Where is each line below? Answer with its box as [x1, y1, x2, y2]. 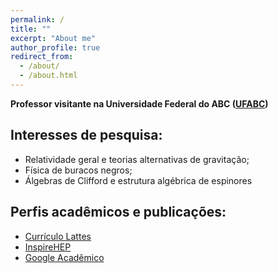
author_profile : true [10, 42, 101, 53]
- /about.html [19, 71, 78, 81]
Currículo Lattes [24, 230, 92, 242]
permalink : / [10, 14, 65, 25]
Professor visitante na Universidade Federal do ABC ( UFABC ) [10, 97, 269, 110]
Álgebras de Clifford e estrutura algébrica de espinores [24, 174, 253, 186]
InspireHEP [24, 241, 72, 253]
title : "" [10, 24, 52, 34]
